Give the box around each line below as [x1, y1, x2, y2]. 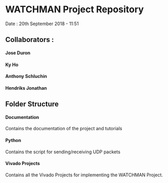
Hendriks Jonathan [5, 85, 47, 91]
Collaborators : [5, 35, 54, 44]
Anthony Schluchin [5, 73, 47, 79]
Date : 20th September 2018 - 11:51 [5, 21, 79, 27]
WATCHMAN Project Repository [5, 4, 144, 15]
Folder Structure [5, 100, 59, 109]
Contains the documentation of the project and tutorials [5, 126, 122, 132]
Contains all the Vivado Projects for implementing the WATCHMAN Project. [5, 172, 163, 178]
